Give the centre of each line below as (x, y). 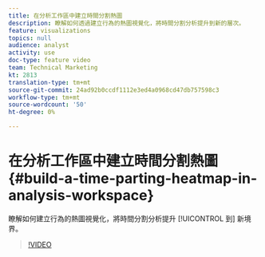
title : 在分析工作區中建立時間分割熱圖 (65, 16)
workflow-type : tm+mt (44, 97)
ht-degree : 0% (32, 113)
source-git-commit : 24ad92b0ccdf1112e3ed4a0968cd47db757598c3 (114, 90)
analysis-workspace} (81, 196)
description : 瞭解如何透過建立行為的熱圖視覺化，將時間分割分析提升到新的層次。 (127, 23)
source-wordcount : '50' (48, 105)
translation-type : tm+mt (49, 82)
